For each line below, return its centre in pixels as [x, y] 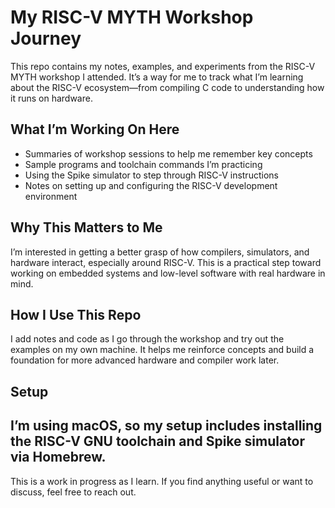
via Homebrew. [58, 457]
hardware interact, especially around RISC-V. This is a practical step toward [166, 262]
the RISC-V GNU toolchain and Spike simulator [158, 441]
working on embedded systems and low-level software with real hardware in [168, 273]
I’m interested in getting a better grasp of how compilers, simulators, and [160, 252]
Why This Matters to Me [86, 227]
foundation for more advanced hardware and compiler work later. [145, 360]
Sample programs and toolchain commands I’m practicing [143, 164]
